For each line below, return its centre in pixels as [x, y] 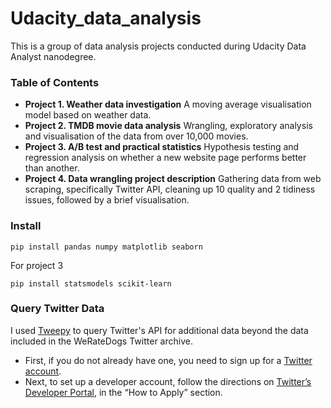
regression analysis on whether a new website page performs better [165, 158]
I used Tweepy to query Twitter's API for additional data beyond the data [159, 330]
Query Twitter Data [57, 309]
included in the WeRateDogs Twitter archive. [101, 341]
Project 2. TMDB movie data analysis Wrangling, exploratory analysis [168, 126]
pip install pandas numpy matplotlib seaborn [106, 247]
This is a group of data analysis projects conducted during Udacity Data [158, 46]
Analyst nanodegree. [53, 56]
